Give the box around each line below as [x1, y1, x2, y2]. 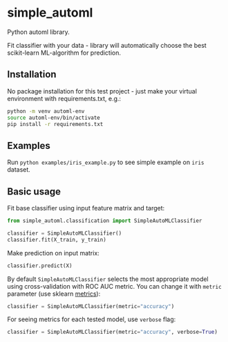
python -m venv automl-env [7, 107, 85, 115]
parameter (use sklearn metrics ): [7, 289, 101, 298]
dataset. [7, 165, 31, 174]
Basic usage [7, 186, 61, 197]
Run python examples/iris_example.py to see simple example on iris [7, 158, 205, 167]
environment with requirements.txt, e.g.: [7, 94, 122, 102]
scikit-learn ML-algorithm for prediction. [7, 48, 122, 57]
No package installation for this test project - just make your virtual [7, 87, 197, 95]
